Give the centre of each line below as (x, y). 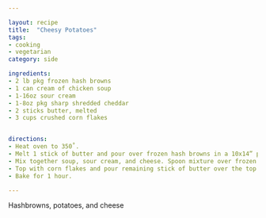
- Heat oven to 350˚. (44, 147)
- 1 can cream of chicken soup (60, 88)
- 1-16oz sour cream (42, 96)
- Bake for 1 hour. (40, 176)
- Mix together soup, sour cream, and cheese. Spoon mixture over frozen (133, 161)
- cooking (25, 44)
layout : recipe (33, 22)
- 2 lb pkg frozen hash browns (60, 81)
